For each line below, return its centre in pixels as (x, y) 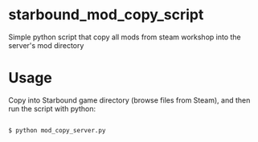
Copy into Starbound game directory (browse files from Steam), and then (129, 100)
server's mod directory (46, 45)
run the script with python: (52, 108)
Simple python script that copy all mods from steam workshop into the (125, 37)
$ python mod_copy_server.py (57, 130)
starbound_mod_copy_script (106, 15)
